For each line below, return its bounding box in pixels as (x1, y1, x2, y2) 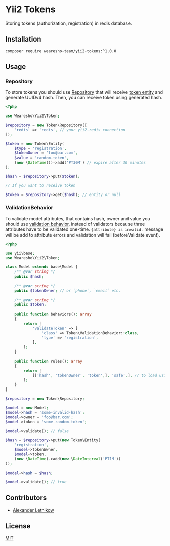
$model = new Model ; (5, 405, 49, 410)
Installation (5, 35, 41, 44)
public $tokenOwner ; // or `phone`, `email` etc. (14, 288, 121, 293)
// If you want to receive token (5, 183, 76, 188)
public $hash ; (14, 274, 44, 279)
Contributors (5, 493, 47, 502)
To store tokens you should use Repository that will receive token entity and (5, 89, 163, 95)
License (5, 522, 31, 530)
